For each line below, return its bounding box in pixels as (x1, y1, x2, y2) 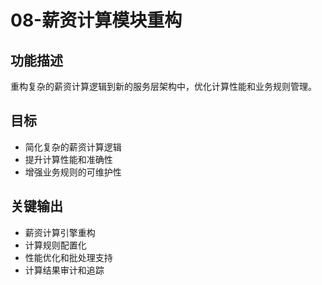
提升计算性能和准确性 (24, 153, 113, 165)
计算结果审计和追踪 (24, 264, 105, 276)
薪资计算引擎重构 (24, 226, 96, 238)
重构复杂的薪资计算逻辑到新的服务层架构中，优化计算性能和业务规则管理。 (10, 81, 317, 92)
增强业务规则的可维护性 (24, 166, 122, 178)
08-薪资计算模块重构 (10, 9, 183, 32)
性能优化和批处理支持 (24, 251, 113, 263)
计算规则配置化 (24, 239, 87, 251)
